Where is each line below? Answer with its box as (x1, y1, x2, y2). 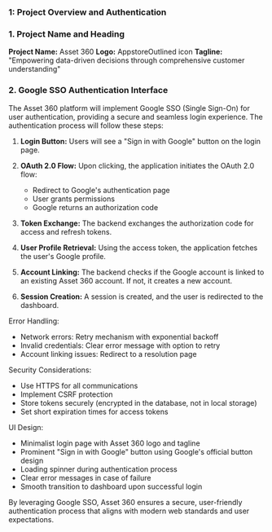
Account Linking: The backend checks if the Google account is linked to (20, 267, 265, 277)
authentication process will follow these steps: (8, 121, 165, 130)
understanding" (8, 64, 61, 74)
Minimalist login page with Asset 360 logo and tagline (20, 438, 201, 448)
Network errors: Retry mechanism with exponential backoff (20, 332, 219, 341)
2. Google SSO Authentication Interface (8, 85, 169, 96)
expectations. (8, 514, 55, 524)
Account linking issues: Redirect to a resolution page (20, 349, 197, 358)
